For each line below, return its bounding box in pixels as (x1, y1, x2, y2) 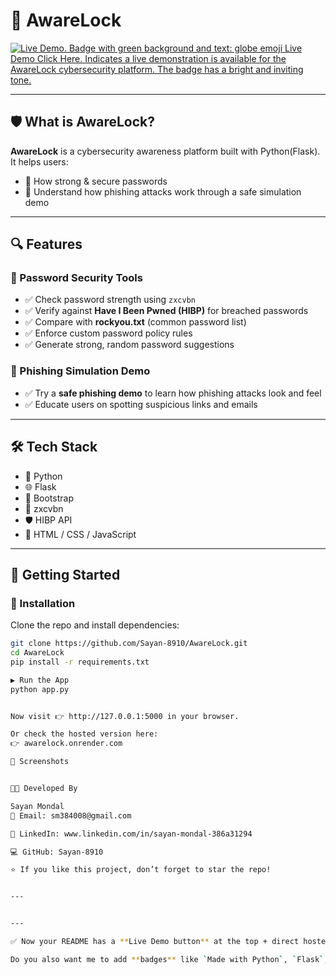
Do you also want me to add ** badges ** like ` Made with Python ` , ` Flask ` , (10, 954, 329, 964)
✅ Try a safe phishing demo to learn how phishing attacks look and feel (24, 387, 322, 399)
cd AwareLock (10, 648, 65, 658)
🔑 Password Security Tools (10, 271, 143, 285)
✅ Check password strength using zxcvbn (24, 294, 196, 306)
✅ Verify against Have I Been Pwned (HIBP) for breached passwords (24, 305, 309, 317)
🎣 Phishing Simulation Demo (10, 364, 151, 378)
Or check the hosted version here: (10, 729, 159, 739)
